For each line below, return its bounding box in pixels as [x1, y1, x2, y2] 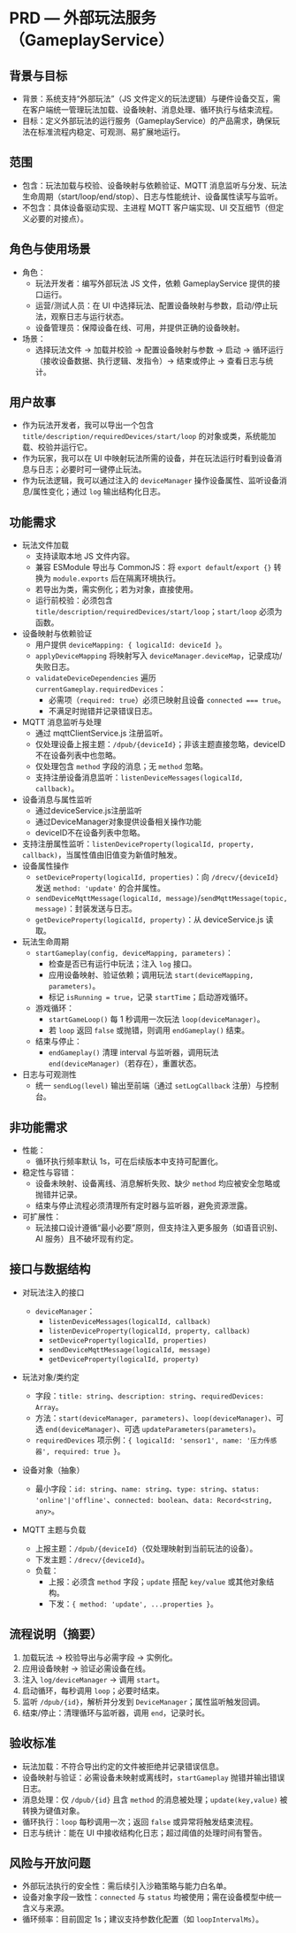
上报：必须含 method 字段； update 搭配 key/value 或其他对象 [48, 1576, 267, 1587]
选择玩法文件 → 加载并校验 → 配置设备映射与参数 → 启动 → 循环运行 [34, 344, 285, 355]
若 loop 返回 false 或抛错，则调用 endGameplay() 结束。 [48, 1025, 250, 1036]
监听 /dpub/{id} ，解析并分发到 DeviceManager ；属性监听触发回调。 [21, 1696, 265, 1706]
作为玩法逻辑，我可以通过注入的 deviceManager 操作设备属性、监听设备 [21, 475, 280, 486]
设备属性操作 [21, 860, 69, 872]
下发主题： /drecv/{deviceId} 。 [34, 1554, 150, 1565]
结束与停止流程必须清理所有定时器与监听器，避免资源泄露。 [34, 1200, 253, 1211]
